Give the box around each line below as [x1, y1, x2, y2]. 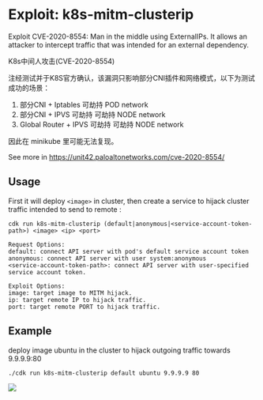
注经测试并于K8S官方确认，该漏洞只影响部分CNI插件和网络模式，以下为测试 [8, 73, 255, 82]
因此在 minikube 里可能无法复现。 [8, 136, 118, 145]
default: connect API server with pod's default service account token [8, 247, 249, 255]
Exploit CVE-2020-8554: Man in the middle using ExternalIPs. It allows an [8, 32, 247, 41]
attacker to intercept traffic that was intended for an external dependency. [8, 40, 250, 49]
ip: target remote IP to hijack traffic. [8, 296, 147, 304]
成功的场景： [8, 83, 50, 92]
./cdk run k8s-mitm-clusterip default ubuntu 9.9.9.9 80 [8, 369, 200, 377]
